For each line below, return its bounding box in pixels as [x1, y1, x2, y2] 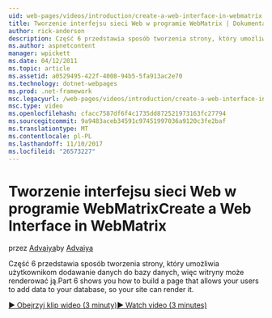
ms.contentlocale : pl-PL [8, 132, 92, 140]
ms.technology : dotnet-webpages [8, 79, 117, 87]
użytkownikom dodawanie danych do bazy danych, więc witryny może [8, 268, 244, 278]
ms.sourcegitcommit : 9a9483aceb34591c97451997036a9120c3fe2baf [8, 117, 227, 125]
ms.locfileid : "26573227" [8, 147, 96, 155]
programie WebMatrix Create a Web [8, 199, 252, 218]
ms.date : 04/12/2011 [8, 57, 79, 66]
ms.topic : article [8, 65, 70, 73]
